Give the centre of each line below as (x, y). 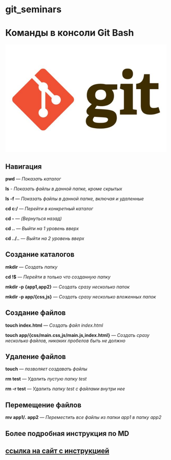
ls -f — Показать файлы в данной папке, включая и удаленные (75, 198)
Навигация (24, 166)
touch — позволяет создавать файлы (46, 369)
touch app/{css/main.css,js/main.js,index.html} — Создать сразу (78, 335)
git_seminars (34, 9)
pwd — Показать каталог (33, 178)
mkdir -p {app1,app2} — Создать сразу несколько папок (68, 287)
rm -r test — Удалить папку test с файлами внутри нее (65, 389)
